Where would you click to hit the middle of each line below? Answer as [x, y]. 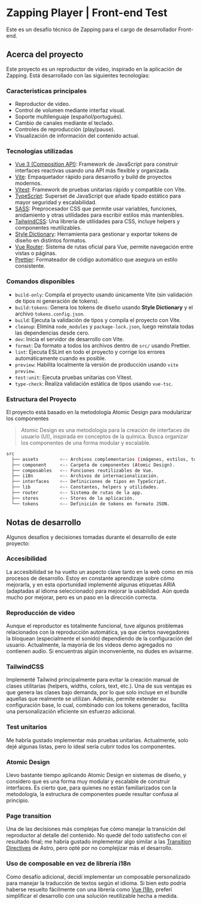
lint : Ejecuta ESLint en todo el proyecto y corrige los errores [90, 352]
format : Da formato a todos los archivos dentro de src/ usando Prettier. [103, 345]
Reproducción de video [41, 612]
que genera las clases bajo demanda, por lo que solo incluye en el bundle [97, 693]
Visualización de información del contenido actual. [77, 136]
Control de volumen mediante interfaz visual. [70, 110]
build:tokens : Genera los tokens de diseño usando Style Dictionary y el [104, 307]
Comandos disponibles [40, 281]
